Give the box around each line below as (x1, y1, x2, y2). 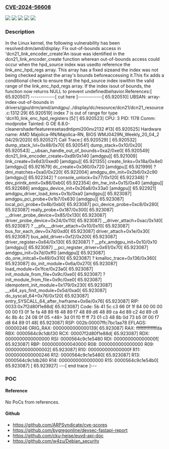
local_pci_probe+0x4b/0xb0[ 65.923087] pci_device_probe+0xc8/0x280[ (5, 201, 159, 207)
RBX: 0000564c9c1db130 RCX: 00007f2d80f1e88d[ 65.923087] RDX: (5, 330, 150, 336)
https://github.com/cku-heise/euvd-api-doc (12, 432, 104, 438)
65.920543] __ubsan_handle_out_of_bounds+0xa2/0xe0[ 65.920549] (5, 147, 150, 153)
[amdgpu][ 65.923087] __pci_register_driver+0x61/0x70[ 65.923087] (5, 244, 149, 250)
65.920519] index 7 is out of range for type (28, 110, 118, 116)
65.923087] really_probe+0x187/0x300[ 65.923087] (5, 207, 114, 213)
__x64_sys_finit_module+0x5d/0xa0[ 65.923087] (5, 287, 107, 293)
